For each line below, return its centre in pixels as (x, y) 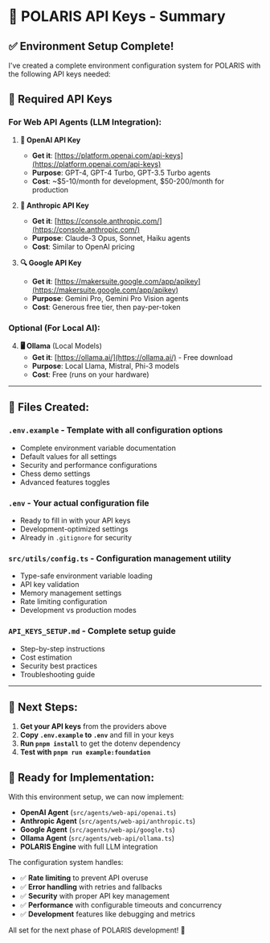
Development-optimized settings (74, 529)
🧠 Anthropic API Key (55, 205)
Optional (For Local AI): (54, 328)
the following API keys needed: (59, 74)
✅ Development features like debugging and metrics (107, 914)
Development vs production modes (78, 610)
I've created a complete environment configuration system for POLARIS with (135, 65)
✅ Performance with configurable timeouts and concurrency (121, 905)
